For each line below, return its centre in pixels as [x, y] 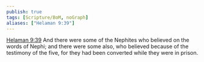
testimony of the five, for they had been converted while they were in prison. [102, 53]
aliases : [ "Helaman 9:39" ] [40, 23]
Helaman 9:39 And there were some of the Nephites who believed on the [98, 40]
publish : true [24, 12]
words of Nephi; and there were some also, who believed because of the [97, 46]
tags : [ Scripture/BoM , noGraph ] [47, 17]
